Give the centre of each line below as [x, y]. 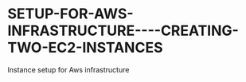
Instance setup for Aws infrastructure [68, 69]
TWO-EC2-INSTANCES [86, 48]
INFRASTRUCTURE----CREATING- [123, 31]
